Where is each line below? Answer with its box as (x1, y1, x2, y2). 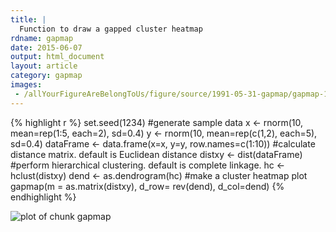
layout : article (10, 61, 78, 71)
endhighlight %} (10, 191, 77, 203)
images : (10, 80, 43, 90)
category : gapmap (10, 71, 83, 81)
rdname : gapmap (10, 33, 74, 43)
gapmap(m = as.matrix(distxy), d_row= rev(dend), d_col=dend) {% (10, 180, 285, 192)
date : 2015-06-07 (10, 42, 83, 53)
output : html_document (10, 52, 105, 62)
